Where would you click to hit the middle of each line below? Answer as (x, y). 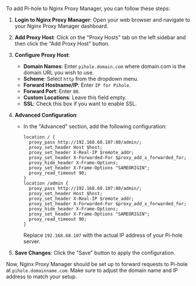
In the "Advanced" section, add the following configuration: (95, 126)
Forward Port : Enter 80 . (52, 91)
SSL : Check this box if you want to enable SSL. (80, 104)
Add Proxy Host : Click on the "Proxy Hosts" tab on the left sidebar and (100, 37)
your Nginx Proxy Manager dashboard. (61, 26)
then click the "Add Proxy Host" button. (62, 44)
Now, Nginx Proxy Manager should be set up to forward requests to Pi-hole (97, 264)
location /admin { (46, 183)
